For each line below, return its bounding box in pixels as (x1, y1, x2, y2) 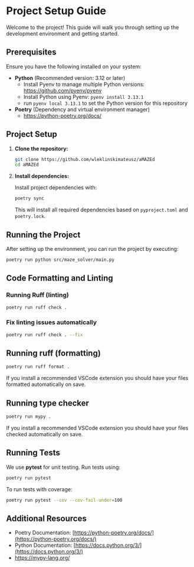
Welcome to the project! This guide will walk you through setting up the (6, 24, 179, 31)
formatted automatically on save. (6, 381, 86, 388)
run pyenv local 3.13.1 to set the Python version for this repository (23, 99, 188, 107)
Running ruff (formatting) (6, 348, 101, 358)
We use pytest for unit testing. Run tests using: (6, 463, 121, 471)
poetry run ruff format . (6, 364, 70, 370)
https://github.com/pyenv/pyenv (23, 87, 102, 94)
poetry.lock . (14, 212, 46, 220)
